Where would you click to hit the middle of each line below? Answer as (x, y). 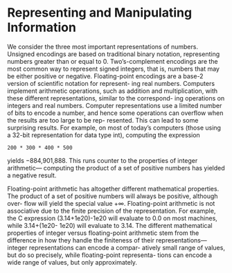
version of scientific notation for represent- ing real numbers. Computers (111, 83)
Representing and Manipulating (100, 13)
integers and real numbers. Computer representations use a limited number (115, 105)
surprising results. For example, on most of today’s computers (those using (114, 127)
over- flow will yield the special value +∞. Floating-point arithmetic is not (111, 203)
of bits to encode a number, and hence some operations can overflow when (115, 113)
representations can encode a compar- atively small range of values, (127, 247)
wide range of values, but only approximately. (72, 262)
